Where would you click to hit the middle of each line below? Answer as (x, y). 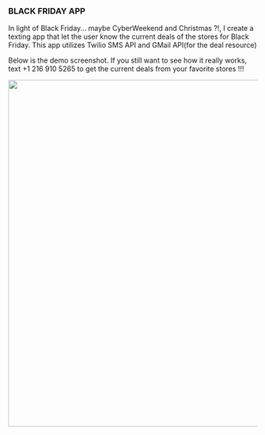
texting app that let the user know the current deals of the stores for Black (129, 36)
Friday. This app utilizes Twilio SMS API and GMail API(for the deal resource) (132, 45)
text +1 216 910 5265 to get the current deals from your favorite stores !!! (126, 69)
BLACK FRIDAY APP (47, 11)
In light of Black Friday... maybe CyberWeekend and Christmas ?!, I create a (131, 29)
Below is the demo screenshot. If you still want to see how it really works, (128, 60)
